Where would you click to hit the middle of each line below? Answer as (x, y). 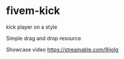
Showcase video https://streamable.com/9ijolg (62, 49)
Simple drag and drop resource (44, 38)
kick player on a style (32, 27)
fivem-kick (33, 11)
